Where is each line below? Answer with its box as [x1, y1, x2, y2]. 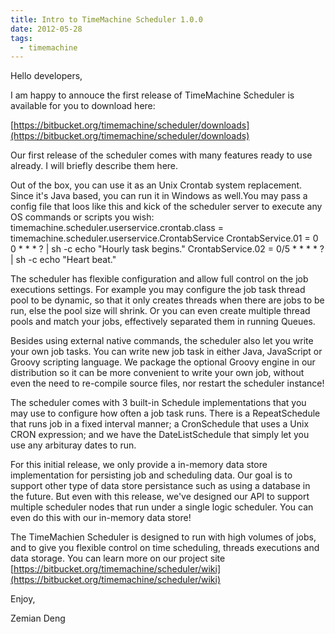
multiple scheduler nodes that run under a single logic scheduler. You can [10, 501, 314, 513]
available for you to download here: [10, 100, 156, 112]
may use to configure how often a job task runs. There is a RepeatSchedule [10, 407, 321, 420]
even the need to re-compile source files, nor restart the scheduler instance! [10, 377, 325, 390]
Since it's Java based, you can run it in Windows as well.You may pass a [10, 190, 308, 202]
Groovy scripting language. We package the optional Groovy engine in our [10, 356, 316, 368]
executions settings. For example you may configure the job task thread [10, 284, 306, 296]
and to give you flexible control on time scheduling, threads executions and [10, 542, 320, 554]
